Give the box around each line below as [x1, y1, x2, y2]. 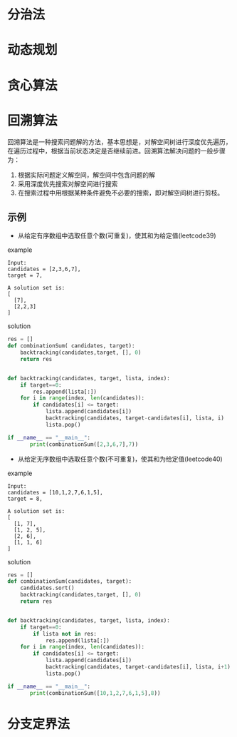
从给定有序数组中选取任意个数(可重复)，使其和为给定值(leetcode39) [17, 231, 216, 240]
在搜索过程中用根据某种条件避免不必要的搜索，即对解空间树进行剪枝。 [17, 188, 224, 197]
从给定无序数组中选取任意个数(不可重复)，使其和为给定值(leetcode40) [17, 454, 223, 463]
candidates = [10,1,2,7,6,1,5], [7, 489, 103, 496]
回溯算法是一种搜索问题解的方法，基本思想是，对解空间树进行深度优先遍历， [7, 137, 232, 146]
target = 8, [7, 495, 43, 502]
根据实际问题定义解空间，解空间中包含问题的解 [17, 171, 155, 179]
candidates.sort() [20, 584, 75, 592]
